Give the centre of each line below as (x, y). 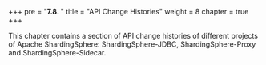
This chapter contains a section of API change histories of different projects (133, 36)
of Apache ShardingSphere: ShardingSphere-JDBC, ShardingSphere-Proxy (132, 44)
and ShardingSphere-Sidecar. (57, 53)
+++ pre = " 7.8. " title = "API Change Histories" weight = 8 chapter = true (129, 12)
